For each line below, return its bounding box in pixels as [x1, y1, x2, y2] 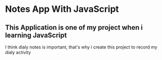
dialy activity [5, 50, 31, 55]
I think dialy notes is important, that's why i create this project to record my [5, 44, 158, 50]
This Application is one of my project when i [5, 23, 143, 32]
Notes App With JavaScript [5, 3, 120, 15]
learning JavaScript [5, 31, 67, 39]
